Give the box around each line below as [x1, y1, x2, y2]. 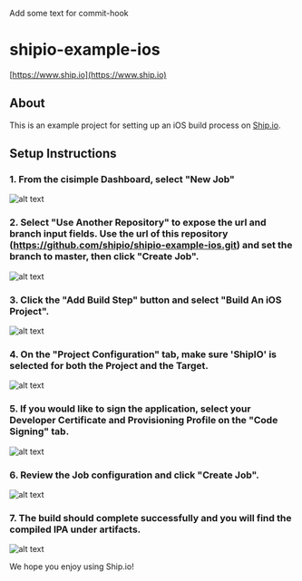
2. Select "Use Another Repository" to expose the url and [9, 217, 267, 229]
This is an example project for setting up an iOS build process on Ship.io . [9, 120, 281, 131]
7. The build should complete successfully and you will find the [9, 511, 292, 524]
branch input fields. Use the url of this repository [9, 228, 229, 240]
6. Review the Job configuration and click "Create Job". [9, 469, 260, 481]
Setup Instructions [9, 146, 117, 161]
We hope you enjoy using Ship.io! [9, 561, 134, 572]
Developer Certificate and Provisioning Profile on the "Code [9, 414, 278, 427]
